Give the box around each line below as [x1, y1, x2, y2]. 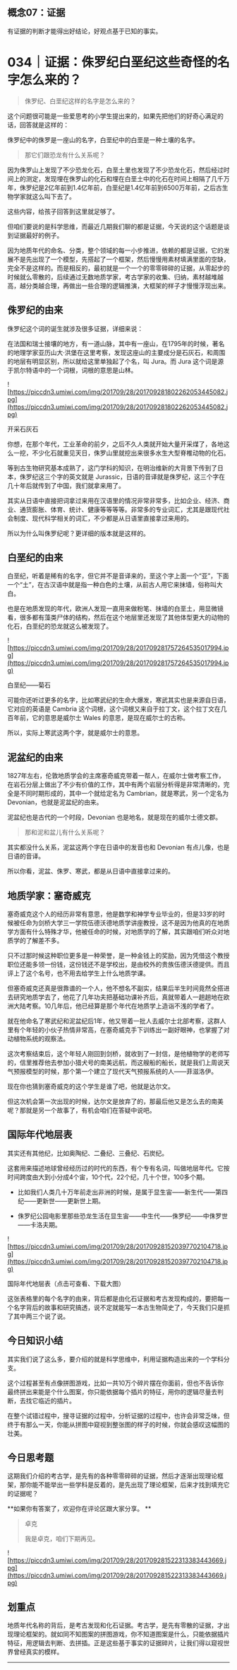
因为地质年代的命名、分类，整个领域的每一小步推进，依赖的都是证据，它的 [7, 246, 224, 255]
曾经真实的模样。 [13, 1647, 63, 1657]
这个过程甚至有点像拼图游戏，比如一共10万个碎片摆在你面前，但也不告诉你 [7, 1379, 224, 1387]
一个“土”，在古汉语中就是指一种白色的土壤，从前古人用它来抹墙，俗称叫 [7, 581, 217, 589]
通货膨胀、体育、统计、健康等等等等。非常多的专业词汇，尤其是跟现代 [19, 505, 224, 514]
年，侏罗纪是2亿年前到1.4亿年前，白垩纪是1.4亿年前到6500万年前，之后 [7, 183, 217, 192]
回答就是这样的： [19, 120, 69, 129]
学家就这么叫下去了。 [13, 192, 75, 200]
